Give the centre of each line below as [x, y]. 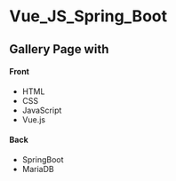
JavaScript [42, 110]
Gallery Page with [59, 49]
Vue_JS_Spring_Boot [88, 16]
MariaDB [38, 169]
